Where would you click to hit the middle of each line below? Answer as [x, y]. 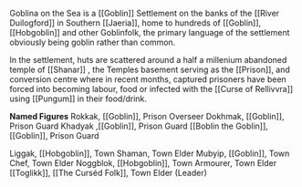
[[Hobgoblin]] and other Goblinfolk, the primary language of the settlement [150, 32]
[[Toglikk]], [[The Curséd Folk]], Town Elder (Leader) [109, 173]
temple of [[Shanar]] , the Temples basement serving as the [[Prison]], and [150, 69]
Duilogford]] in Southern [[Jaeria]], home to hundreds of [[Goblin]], [135, 23]
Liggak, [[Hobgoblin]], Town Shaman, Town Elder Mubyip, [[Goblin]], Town [150, 153]
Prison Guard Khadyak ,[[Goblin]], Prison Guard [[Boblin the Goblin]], [139, 126]
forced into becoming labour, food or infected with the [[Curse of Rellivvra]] [151, 89]
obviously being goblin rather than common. [93, 42]
